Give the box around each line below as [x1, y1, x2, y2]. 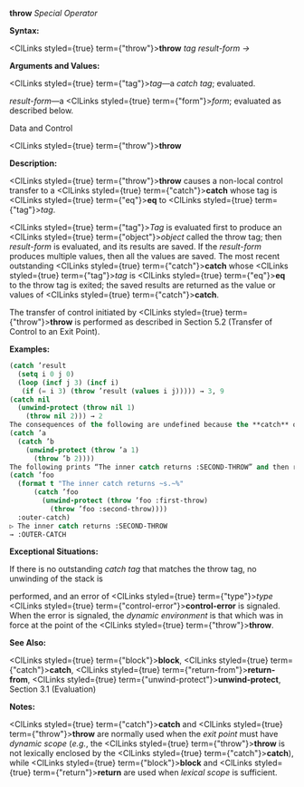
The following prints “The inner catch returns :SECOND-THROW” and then [9, 462, 290, 471]
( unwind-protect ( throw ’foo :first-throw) [42, 496, 208, 505]
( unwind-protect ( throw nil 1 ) [17, 403, 136, 413]
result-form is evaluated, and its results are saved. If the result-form [9, 241, 262, 252]
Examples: [9, 344, 50, 355]
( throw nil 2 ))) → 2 [25, 412, 103, 421]
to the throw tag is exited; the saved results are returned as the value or [9, 280, 276, 290]
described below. [9, 105, 74, 116]
